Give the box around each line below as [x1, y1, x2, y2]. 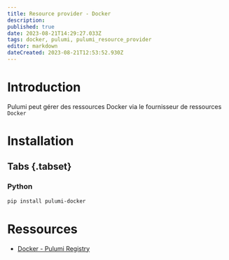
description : [7, 17, 46, 24]
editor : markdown [7, 43, 58, 50]
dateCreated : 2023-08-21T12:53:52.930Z [7, 50, 124, 57]
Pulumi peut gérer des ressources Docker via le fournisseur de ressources [7, 102, 222, 110]
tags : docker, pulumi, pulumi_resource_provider [7, 36, 152, 43]
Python [7, 182, 33, 192]
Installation [7, 133, 74, 149]
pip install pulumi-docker [7, 197, 86, 205]
